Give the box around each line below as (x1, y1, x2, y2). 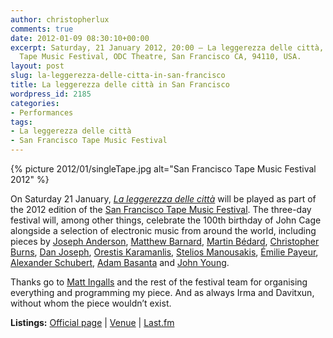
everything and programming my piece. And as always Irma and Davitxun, (10, 287, 315, 298)
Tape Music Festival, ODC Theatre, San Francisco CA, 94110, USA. (19, 52, 302, 62)
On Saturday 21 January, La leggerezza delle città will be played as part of (10, 193, 317, 205)
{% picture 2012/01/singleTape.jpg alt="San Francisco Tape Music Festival (10, 163, 317, 175)
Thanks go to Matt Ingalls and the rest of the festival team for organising (10, 276, 308, 288)
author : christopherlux (10, 14, 110, 25)
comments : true (10, 24, 74, 34)
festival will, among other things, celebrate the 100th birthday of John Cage (10, 214, 322, 226)
